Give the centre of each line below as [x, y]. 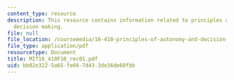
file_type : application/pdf [48, 46]
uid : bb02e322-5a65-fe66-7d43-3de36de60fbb [71, 65]
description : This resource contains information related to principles [115, 20]
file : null [23, 33]
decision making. [39, 26]
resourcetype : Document [42, 53]
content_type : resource [42, 14]
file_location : [29, 40]
